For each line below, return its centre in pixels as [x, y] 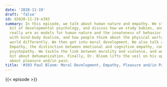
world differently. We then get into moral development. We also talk [84, 42]
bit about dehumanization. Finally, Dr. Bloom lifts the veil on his [83, 56]
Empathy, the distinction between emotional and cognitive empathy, [82, 47]
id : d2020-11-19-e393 [28, 19]
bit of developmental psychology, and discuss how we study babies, [82, 28]
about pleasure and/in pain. [40, 61]
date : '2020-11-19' [25, 10]
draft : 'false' [21, 14]
